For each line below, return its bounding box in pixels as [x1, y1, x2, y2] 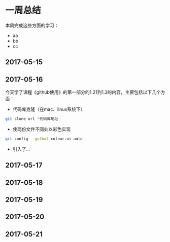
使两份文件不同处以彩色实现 [12, 126, 71, 132]
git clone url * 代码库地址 [5, 116, 58, 122]
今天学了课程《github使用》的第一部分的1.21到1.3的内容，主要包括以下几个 [5, 89, 161, 95]
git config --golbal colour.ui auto [5, 136, 83, 142]
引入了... [12, 146, 30, 152]
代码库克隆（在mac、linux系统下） [12, 106, 85, 112]
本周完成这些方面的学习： [5, 22, 59, 28]
